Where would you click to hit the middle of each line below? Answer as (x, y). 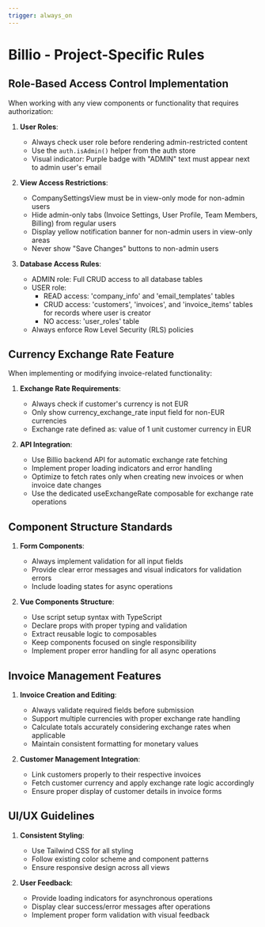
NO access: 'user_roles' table (91, 321)
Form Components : (52, 546)
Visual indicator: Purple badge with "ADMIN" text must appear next (141, 158)
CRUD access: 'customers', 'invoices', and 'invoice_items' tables (148, 304)
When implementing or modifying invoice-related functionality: (110, 374)
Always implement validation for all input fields (107, 561)
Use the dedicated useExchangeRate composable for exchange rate (142, 494)
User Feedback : (46, 883)
